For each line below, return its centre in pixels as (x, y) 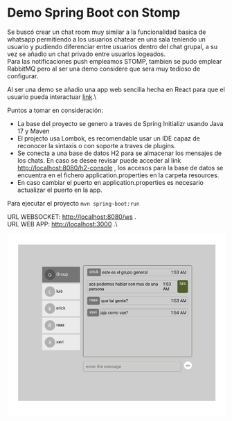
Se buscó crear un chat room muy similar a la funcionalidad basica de (107, 32)
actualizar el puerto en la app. (60, 190)
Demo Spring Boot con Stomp (94, 13)
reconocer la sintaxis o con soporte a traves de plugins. (97, 145)
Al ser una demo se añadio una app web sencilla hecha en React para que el (116, 89)
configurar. (23, 76)
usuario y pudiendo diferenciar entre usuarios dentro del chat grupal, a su (113, 46)
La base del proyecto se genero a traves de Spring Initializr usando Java (120, 123)
